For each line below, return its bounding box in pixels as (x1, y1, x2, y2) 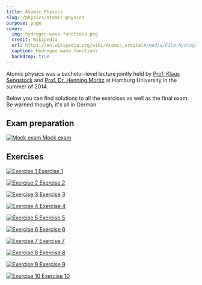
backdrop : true (11, 54, 50, 60)
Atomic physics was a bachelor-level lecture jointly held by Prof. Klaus (6, 70, 180, 77)
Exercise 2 (39, 179, 66, 186)
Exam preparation (6, 118, 75, 129)
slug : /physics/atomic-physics (6, 14, 85, 20)
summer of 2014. (6, 82, 48, 90)
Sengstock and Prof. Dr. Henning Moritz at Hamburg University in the (6, 76, 177, 84)
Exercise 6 (39, 226, 66, 233)
